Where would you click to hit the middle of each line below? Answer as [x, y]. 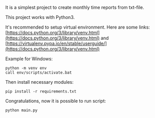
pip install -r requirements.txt [41, 91]
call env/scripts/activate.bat [39, 73]
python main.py [21, 110]
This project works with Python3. [40, 17]
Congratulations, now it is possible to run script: [56, 101]
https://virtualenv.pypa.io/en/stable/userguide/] [57, 43]
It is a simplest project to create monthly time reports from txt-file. [75, 7]
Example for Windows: [29, 59]
